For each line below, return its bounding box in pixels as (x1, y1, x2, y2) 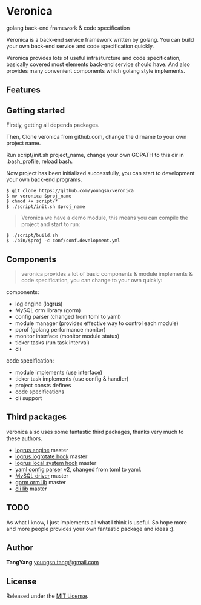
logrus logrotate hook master (15, 453, 88, 460)
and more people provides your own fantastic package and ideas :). (6, 525, 175, 532)
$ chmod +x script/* (6, 198, 59, 204)
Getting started (6, 105, 65, 116)
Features (6, 85, 41, 95)
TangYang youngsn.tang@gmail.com (6, 559, 99, 566)
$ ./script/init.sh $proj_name (6, 204, 85, 210)
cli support (15, 394, 42, 401)
